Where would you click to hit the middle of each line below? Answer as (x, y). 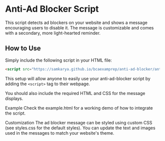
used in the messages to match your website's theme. (60, 133)
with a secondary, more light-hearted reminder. (53, 33)
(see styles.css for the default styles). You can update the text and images (80, 128)
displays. (14, 98)
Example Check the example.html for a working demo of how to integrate (79, 108)
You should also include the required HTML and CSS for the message (75, 93)
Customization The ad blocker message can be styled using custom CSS (79, 122)
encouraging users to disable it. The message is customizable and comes (79, 27)
